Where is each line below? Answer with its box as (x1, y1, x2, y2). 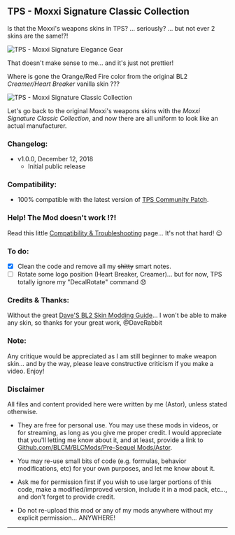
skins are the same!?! (7, 31, 69, 40)
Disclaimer (7, 384, 45, 394)
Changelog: (7, 139, 48, 149)
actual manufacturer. (7, 122, 67, 130)
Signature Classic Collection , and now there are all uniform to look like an (7, 114, 219, 122)
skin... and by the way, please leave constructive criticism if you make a (7, 359, 214, 367)
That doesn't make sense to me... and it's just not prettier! (7, 59, 174, 67)
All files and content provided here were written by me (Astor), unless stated (7, 400, 227, 409)
